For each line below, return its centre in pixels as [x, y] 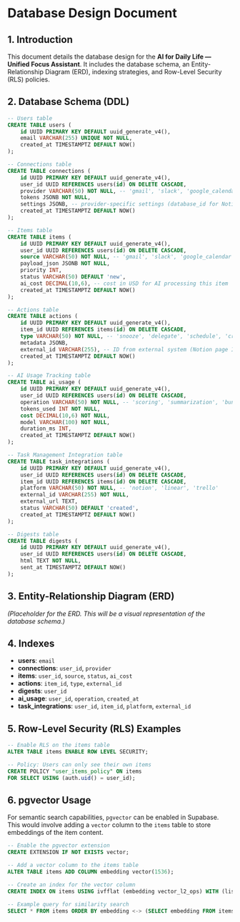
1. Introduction [40, 40]
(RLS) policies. [29, 79]
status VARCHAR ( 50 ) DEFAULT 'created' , [80, 508]
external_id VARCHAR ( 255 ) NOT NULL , [75, 495]
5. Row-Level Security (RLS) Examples [94, 729]
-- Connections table [40, 165]
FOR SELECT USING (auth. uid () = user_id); [71, 778]
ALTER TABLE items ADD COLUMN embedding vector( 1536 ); [91, 872]
